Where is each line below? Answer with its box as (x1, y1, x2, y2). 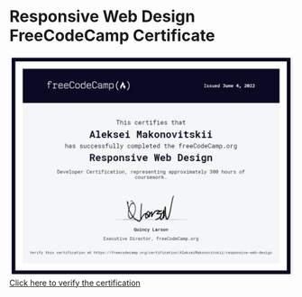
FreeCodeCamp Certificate (9, 25, 215, 46)
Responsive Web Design (9, 6, 196, 27)
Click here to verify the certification (9, 277, 142, 288)
